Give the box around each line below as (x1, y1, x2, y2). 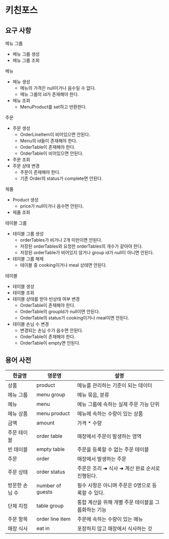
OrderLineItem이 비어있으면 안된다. (20, 132, 91, 137)
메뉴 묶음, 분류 (77, 391, 110, 398)
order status (36, 468, 65, 475)
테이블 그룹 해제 (12, 256, 44, 262)
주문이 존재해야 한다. (20, 169, 61, 175)
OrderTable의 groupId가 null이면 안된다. (20, 308, 101, 314)
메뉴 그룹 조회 (12, 57, 40, 63)
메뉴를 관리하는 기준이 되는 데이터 (77, 382, 152, 389)
